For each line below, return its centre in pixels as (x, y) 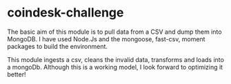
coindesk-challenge (66, 13)
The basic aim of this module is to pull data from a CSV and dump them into (114, 32)
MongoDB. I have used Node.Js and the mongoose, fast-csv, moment (106, 39)
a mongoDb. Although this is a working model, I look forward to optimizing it (115, 67)
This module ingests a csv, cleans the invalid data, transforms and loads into (115, 59)
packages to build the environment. (58, 46)
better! (17, 74)
